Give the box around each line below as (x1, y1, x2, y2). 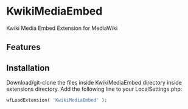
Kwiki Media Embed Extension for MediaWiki (6, 24, 118, 32)
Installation (6, 63, 50, 73)
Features (6, 42, 41, 52)
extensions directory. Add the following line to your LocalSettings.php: (6, 85, 183, 93)
